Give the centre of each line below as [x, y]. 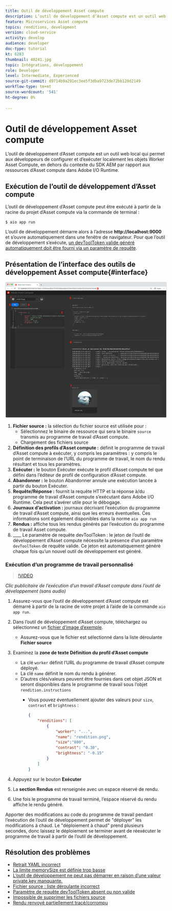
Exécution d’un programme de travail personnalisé [69, 564]
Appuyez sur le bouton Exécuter [47, 779]
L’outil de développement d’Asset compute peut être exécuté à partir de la [83, 207]
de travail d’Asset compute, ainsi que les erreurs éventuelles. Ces [81, 513]
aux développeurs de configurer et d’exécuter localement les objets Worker [85, 160]
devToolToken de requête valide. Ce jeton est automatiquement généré [87, 546]
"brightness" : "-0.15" [80, 753]
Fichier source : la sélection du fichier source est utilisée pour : [80, 426]
